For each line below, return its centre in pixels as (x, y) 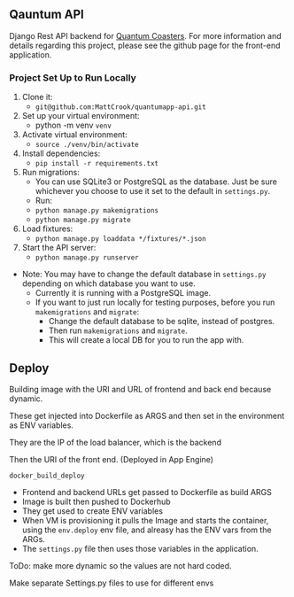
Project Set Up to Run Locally (73, 77)
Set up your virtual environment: (81, 116)
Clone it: (37, 97)
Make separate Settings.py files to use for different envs (112, 583)
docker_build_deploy (47, 476)
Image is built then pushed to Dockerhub (96, 501)
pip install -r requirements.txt (97, 164)
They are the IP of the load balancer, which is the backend (115, 442)
